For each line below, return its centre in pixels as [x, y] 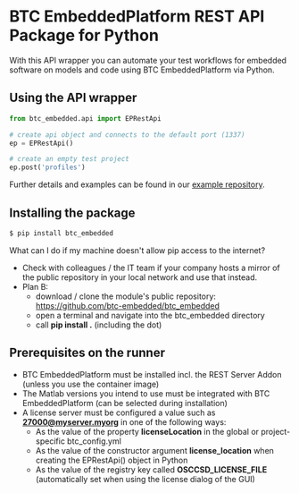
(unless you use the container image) [91, 384]
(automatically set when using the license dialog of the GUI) [145, 479]
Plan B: [35, 286]
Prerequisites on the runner [87, 353]
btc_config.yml [94, 441]
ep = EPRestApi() [42, 143]
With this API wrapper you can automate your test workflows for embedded [148, 60]
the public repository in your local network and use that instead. [139, 277]
